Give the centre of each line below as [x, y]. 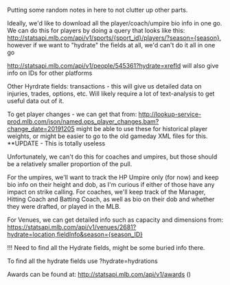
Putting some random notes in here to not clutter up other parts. [97, 10]
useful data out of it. [36, 101]
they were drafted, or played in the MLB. [64, 206]
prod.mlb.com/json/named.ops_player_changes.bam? [83, 122]
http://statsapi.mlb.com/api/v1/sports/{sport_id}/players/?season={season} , [114, 38]
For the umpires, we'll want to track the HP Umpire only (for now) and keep [113, 177]
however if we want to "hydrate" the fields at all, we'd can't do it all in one [111, 45]
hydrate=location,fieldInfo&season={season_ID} [75, 234]
